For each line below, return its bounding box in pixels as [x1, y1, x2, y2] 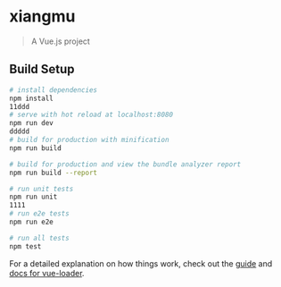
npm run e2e [9, 217, 54, 226]
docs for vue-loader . [9, 267, 85, 278]
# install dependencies [9, 85, 98, 95]
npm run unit [9, 192, 58, 202]
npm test [9, 241, 42, 251]
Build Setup [9, 62, 75, 77]
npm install [9, 94, 54, 103]
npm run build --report [9, 168, 98, 177]
